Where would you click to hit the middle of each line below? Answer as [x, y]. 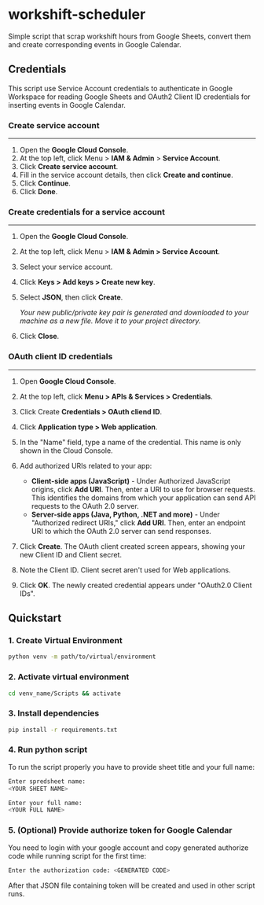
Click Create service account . [69, 167]
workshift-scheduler [77, 15]
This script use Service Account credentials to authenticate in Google [121, 88]
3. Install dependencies [54, 713]
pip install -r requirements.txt [63, 730]
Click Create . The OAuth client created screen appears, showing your [132, 546]
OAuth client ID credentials [60, 357]
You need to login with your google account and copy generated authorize [128, 848]
